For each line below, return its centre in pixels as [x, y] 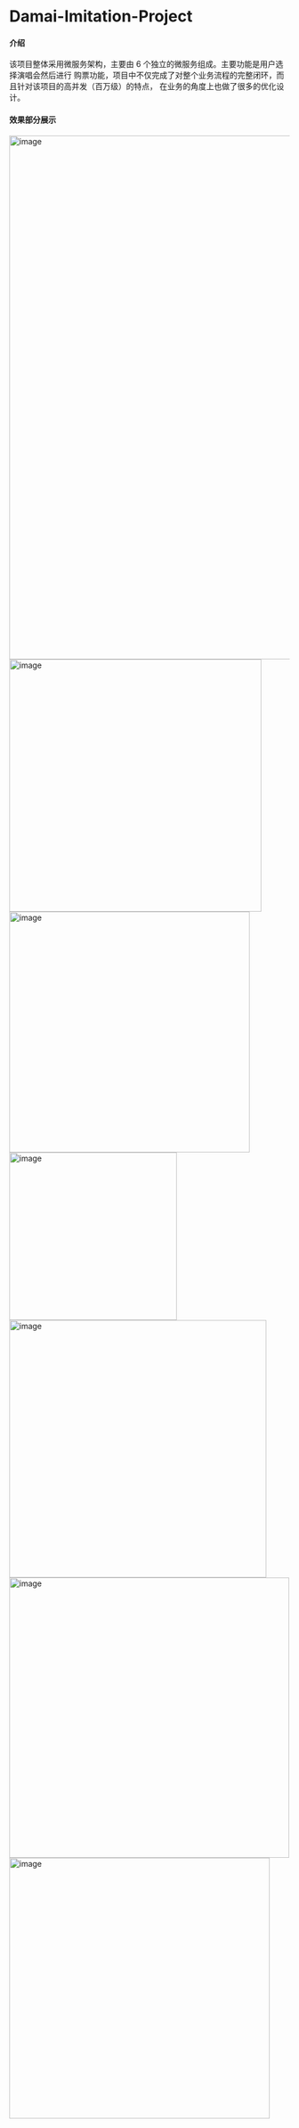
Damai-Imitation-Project [101, 16]
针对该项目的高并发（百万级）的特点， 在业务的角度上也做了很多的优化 [146, 86]
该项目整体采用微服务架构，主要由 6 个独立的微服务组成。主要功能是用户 [142, 64]
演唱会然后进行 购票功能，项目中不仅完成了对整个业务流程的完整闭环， [146, 75]
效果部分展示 [32, 119]
